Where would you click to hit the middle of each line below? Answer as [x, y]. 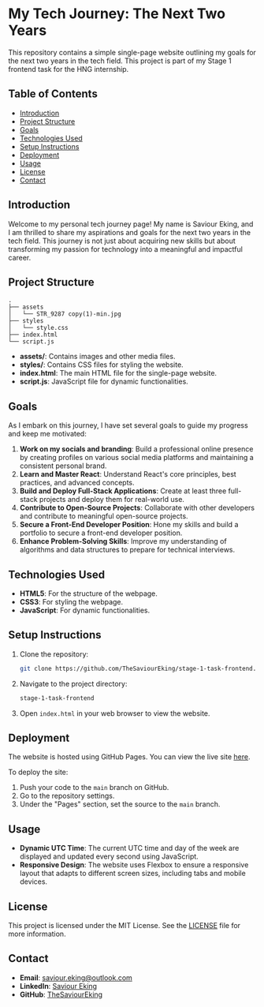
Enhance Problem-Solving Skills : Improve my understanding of [123, 541]
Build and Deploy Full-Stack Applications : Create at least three [123, 491]
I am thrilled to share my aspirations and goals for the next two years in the [130, 232]
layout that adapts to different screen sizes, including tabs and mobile [132, 874]
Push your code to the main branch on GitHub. [94, 788]
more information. [37, 934]
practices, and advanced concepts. [77, 483]
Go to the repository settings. [67, 796]
